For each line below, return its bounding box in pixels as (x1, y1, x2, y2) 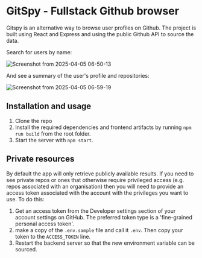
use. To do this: (6, 195, 45, 203)
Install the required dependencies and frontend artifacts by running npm (14, 124, 192, 131)
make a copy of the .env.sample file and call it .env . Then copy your (14, 226, 183, 233)
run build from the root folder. (14, 130, 92, 137)
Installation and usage (6, 101, 92, 112)
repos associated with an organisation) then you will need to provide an (6, 183, 184, 190)
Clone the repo (14, 117, 52, 124)
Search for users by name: (6, 48, 72, 55)
